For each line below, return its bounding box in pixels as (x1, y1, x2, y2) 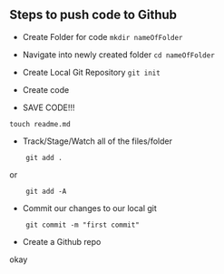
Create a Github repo (22, 236, 102, 247)
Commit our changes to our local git (22, 202, 157, 213)
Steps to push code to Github (9, 7, 178, 23)
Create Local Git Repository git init (22, 66, 161, 77)
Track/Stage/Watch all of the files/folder (22, 136, 172, 147)
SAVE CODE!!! (22, 102, 75, 113)
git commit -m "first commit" (25, 220, 141, 229)
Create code (22, 84, 70, 95)
